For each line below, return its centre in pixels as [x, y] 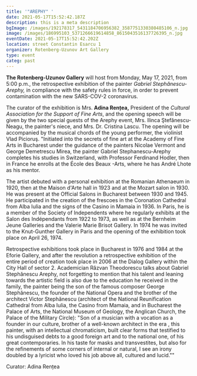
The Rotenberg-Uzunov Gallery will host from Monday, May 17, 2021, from [97, 78]
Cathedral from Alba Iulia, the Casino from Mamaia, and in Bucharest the [94, 305]
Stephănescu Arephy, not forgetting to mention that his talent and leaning [95, 274]
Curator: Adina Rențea [33, 366]
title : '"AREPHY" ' [30, 11]
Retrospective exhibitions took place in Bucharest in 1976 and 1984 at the [95, 249]
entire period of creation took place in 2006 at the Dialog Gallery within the [97, 261]
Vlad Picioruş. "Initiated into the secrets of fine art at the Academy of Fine [95, 139]
